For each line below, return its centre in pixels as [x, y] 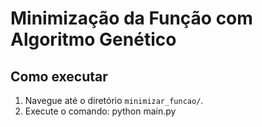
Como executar [59, 76]
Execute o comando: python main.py [100, 111]
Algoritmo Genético [93, 39]
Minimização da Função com [131, 18]
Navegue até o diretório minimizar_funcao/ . [114, 100]
